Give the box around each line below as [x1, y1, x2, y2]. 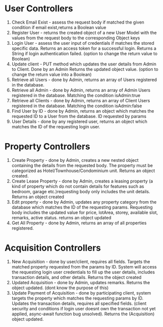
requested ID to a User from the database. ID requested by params [11, 113, 146, 119]
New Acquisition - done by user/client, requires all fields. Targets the [11, 259, 150, 265]
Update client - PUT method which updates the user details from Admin [11, 61, 157, 67]
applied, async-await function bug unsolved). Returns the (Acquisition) [11, 311, 155, 317]
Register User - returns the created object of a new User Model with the [11, 30, 157, 35]
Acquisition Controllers [4, 242, 101, 254]
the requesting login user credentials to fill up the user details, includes [11, 269, 155, 275]
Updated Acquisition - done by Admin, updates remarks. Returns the [11, 279, 150, 285]
